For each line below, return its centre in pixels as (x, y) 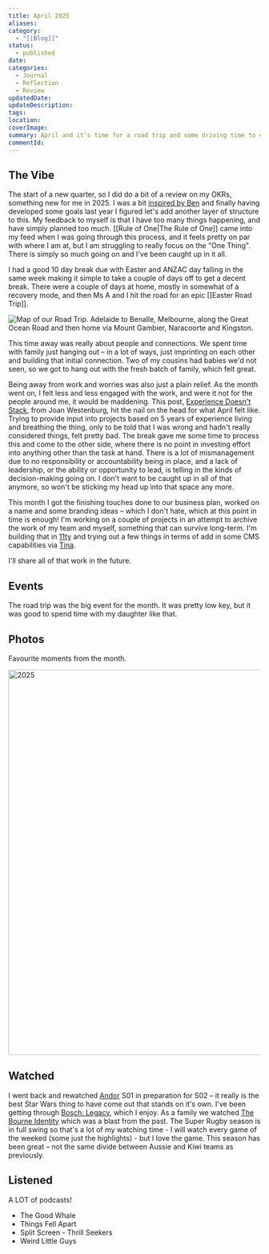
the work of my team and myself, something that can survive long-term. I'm (133, 528)
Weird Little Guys (48, 1240)
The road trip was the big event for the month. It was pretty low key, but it (129, 605)
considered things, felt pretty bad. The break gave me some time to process (134, 436)
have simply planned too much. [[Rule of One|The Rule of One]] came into (130, 229)
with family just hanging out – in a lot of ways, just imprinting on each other (132, 352)
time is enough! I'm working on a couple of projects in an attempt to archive (133, 519)
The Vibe (31, 175)
